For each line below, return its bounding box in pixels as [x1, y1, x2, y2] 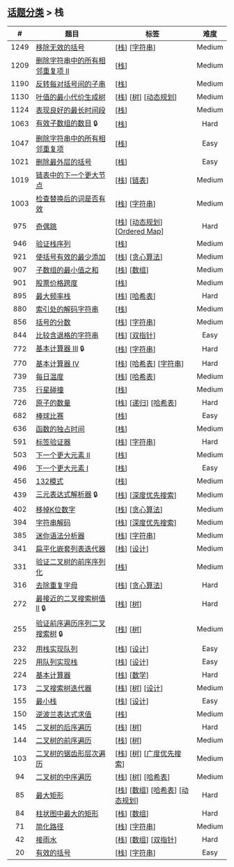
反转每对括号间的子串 [36, 79, 106, 89]
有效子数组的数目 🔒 [36, 118, 98, 128]
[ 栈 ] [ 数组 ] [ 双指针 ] [114, 835, 178, 845]
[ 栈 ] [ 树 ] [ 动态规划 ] [114, 92, 178, 102]
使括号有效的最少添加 [36, 252, 106, 261]
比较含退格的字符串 [36, 330, 99, 340]
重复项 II [42, 66, 70, 75]
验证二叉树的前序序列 [36, 557, 106, 567]
